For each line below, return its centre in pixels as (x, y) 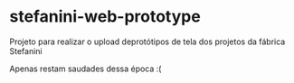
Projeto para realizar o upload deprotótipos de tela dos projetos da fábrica (147, 41)
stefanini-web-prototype (105, 17)
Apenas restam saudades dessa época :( (85, 69)
